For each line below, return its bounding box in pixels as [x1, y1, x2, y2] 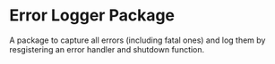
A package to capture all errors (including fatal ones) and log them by [9, 35, 266, 45]
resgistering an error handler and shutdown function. [9, 44, 205, 54]
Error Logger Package [9, 5, 176, 26]
